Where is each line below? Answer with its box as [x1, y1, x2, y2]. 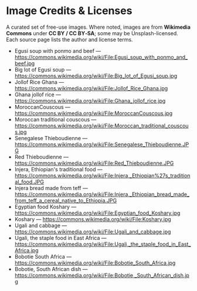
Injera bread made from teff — [14, 184, 88, 191]
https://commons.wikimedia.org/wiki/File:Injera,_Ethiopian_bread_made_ [14, 191, 189, 198]
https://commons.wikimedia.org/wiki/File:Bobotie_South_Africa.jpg [14, 259, 176, 266]
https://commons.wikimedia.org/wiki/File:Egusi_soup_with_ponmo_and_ [14, 53, 188, 60]
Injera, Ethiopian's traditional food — [14, 165, 103, 172]
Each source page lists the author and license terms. [6, 36, 133, 43]
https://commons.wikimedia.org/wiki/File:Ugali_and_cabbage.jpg [14, 228, 171, 235]
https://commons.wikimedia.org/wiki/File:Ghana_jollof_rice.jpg [14, 97, 166, 104]
